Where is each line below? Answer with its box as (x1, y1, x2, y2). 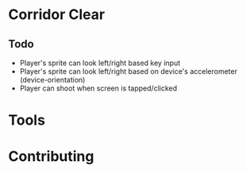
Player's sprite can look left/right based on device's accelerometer (19, 67, 238, 76)
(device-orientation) (19, 75, 86, 84)
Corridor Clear (8, 6, 106, 24)
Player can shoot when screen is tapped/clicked (19, 83, 178, 93)
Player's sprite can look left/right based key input (19, 58, 181, 67)
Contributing (8, 148, 94, 166)
